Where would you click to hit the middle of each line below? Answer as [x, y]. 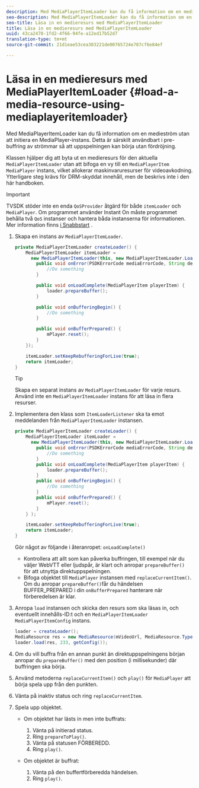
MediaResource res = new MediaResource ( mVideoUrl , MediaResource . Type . [105, 637]
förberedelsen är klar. [50, 596]
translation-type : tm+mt [37, 39]
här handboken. [25, 183]
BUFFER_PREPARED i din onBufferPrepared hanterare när [93, 590]
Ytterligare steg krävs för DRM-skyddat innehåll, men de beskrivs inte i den [98, 176]
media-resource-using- [66, 105]
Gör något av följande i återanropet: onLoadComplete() [80, 547]
